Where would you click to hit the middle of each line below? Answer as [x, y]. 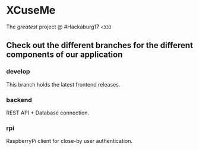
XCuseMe [31, 10]
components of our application [64, 55]
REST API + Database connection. [48, 113]
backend [19, 100]
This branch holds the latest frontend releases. [63, 84]
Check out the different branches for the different [99, 45]
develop [18, 72]
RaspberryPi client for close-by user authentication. [69, 141]
